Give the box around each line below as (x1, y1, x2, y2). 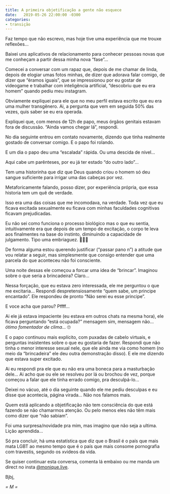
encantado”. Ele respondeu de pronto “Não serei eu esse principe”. (5, 293, 146, 300)
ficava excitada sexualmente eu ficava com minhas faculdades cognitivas (5, 205, 160, 211)
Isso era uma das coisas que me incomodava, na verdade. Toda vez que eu (5, 200, 163, 206)
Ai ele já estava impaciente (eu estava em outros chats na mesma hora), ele (5, 313, 164, 319)
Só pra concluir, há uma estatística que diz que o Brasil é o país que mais (5, 438, 159, 444)
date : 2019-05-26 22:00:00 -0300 (5, 12, 81, 17)
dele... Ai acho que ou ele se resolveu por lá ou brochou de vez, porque (5, 371, 155, 378)
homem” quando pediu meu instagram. (5, 88, 88, 94)
